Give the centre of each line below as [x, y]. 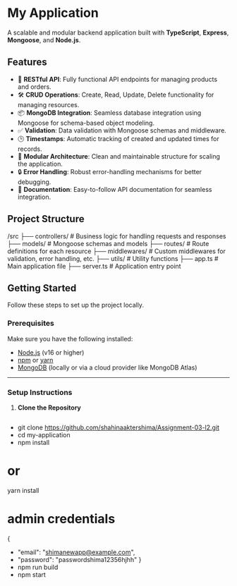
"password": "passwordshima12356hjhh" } [79, 559]
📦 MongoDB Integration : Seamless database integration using [109, 112]
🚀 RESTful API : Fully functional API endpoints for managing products [117, 79]
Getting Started [42, 288]
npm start [31, 574]
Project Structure [46, 219]
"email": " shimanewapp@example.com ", [76, 552]
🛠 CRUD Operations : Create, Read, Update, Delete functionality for [116, 94]
